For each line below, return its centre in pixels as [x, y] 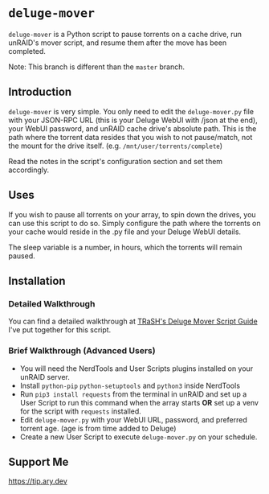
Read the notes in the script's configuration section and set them [116, 161]
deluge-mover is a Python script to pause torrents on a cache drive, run [125, 34]
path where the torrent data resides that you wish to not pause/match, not [130, 137]
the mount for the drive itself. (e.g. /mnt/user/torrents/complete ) [116, 146]
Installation [37, 280]
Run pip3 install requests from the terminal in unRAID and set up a [133, 394]
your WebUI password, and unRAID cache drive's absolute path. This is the [132, 128]
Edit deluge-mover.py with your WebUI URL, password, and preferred [133, 419]
